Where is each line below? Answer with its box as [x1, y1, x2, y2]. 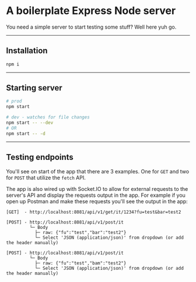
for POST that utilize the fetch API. [6, 174, 86, 181]
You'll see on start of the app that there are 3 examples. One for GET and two [6, 168, 190, 175]
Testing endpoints [6, 152, 74, 162]
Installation [6, 46, 48, 56]
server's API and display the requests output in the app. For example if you [6, 192, 185, 199]
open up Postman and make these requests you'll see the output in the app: [6, 197, 188, 205]
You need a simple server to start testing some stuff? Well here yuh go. [6, 23, 177, 30]
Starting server [6, 83, 62, 93]
